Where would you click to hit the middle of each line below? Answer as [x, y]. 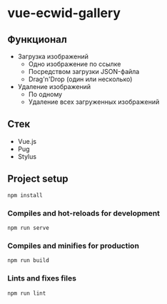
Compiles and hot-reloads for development [84, 213]
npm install [25, 195]
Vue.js [27, 141]
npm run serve [29, 228]
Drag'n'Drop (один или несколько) [80, 79]
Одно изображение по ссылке [75, 64]
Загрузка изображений [53, 56]
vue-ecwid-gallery [64, 13]
